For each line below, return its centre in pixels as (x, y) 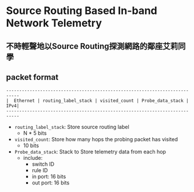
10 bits (31, 146)
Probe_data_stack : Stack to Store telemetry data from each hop (90, 152)
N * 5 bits (35, 133)
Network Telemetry (54, 23)
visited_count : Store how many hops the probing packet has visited (96, 139)
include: (33, 158)
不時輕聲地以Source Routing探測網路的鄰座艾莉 (92, 46)
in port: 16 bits (49, 177)
